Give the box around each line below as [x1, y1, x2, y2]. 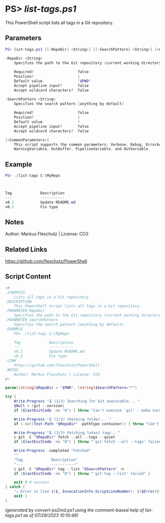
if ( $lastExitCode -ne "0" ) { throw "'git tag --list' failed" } [14, 471, 151, 476]
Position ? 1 [14, 74, 80, 79]
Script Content [5, 273, 51, 281]
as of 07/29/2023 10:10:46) [23, 512, 79, 518]
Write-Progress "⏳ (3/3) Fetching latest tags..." [14, 430, 120, 435]
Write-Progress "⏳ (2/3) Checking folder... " [14, 416, 111, 422]
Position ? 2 [14, 115, 80, 120]
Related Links [5, 245, 48, 253]
